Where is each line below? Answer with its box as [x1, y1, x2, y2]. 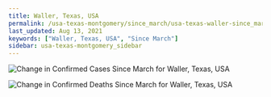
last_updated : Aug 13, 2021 [8, 27, 103, 35]
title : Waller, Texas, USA [8, 11, 99, 20]
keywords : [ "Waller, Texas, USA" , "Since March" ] [8, 34, 179, 43]
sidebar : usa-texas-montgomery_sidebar [8, 42, 143, 50]
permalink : [8, 19, 45, 27]
